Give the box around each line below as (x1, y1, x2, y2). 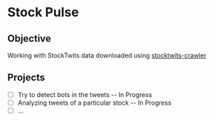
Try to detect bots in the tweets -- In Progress (17, 90, 153, 99)
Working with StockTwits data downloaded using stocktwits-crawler (7, 51, 207, 59)
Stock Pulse (7, 4, 80, 21)
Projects (7, 71, 46, 83)
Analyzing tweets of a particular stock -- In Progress (17, 98, 172, 107)
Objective (7, 33, 52, 45)
